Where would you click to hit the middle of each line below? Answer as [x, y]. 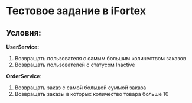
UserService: [23, 47]
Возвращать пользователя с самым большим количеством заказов [100, 58]
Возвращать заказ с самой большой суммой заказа [80, 88]
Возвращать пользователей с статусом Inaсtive [75, 65]
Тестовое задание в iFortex [76, 11]
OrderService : [24, 76]
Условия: [24, 33]
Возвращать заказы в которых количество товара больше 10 [92, 94]
